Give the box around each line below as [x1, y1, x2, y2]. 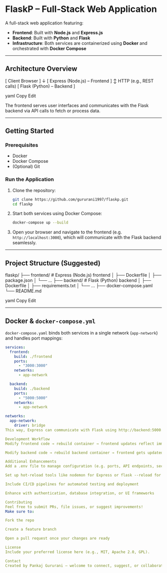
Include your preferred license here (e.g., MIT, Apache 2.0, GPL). [5, 549, 150, 555]
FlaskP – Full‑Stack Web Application [5, 3, 158, 15]
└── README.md [5, 288, 42, 294]
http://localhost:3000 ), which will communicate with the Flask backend [12, 234, 162, 240]
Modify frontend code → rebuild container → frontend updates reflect [5, 441, 155, 446]
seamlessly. [12, 240, 37, 246]
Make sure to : [5, 509, 35, 514]
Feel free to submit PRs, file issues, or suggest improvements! [5, 504, 143, 509]
